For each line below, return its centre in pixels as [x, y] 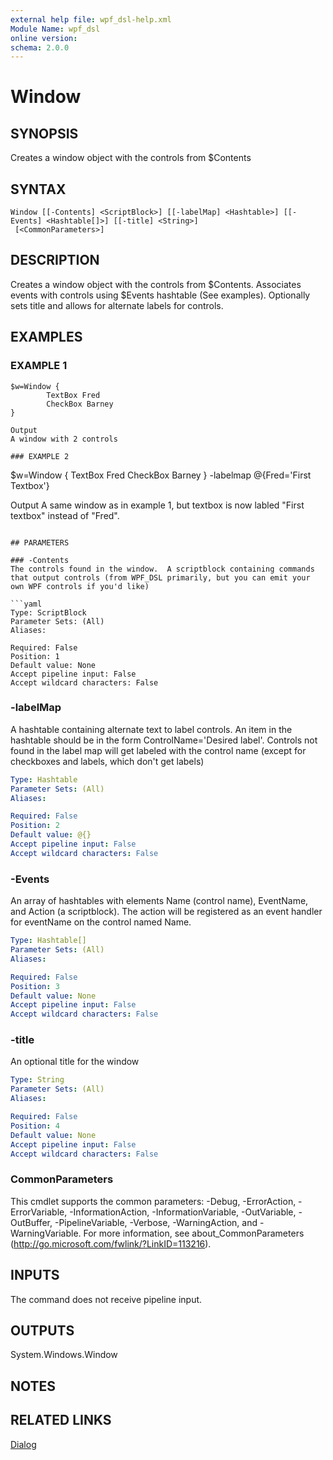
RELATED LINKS [61, 1420]
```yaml [26, 604]
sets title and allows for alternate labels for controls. [117, 305]
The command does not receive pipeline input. [106, 1299]
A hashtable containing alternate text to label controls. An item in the [151, 729]
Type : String [37, 1080]
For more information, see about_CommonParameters [194, 1233]
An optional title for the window [75, 1062]
